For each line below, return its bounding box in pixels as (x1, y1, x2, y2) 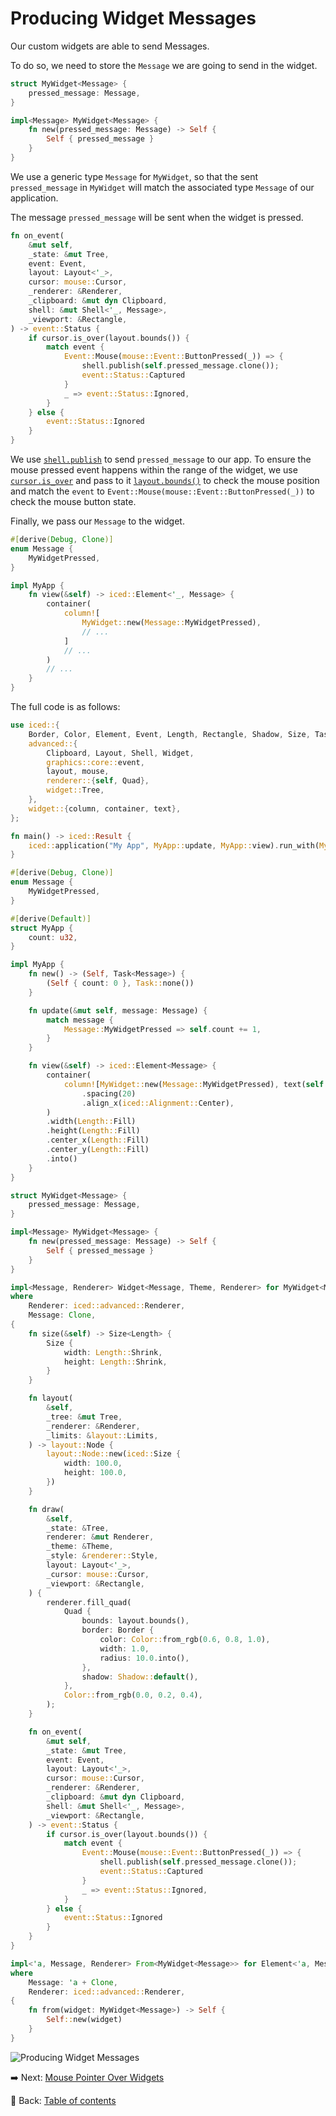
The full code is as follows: (10, 701, 121, 713)
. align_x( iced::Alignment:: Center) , (81, 1098, 235, 1108)
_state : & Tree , (46, 1523, 110, 1533)
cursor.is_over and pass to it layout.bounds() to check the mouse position (10, 475, 320, 487)
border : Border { (81, 1625, 155, 1636)
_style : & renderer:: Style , (46, 1551, 159, 1561)
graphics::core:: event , (46, 757, 145, 767)
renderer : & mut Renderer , (46, 1532, 155, 1542)
